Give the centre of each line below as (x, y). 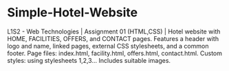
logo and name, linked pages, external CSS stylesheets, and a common (108, 46)
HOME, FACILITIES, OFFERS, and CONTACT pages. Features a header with (113, 38)
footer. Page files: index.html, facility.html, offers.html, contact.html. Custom (115, 53)
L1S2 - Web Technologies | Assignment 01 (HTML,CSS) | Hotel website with (114, 31)
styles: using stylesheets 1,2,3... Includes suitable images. (89, 60)
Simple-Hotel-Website (73, 13)
